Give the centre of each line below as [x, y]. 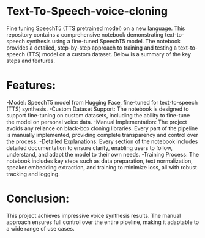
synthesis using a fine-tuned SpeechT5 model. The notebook [104, 41]
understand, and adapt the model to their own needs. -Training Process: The [103, 154]
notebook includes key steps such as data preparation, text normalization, [99, 161]
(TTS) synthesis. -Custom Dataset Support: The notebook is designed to [98, 109]
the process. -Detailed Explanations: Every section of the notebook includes [102, 141]
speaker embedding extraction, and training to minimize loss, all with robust [102, 167]
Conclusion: [38, 199]
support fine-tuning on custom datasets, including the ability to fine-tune [98, 115]
